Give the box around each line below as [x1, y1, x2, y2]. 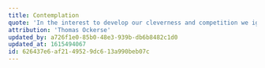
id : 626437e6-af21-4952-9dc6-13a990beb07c [8, 48, 150, 55]
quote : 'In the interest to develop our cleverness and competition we [8, 19, 248, 27]
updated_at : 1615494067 [8, 41, 87, 48]
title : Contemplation [8, 11, 80, 20]
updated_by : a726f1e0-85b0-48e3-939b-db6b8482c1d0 [8, 33, 178, 41]
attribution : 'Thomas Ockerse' [8, 26, 111, 34]
